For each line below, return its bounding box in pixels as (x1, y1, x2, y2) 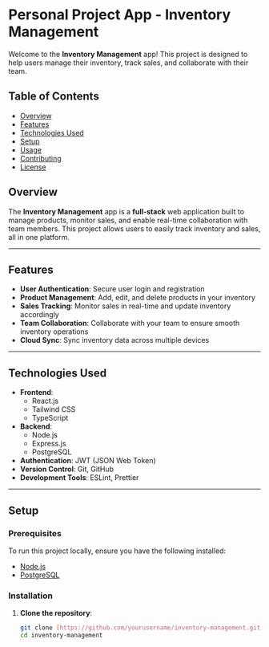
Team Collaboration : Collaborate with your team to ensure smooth (19, 319, 240, 328)
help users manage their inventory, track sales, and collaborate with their (8, 58, 249, 67)
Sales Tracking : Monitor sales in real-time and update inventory (19, 301, 231, 311)
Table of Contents (8, 90, 100, 104)
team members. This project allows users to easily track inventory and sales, (8, 223, 261, 234)
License (19, 162, 46, 172)
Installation (8, 590, 54, 601)
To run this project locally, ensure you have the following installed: (8, 546, 227, 555)
